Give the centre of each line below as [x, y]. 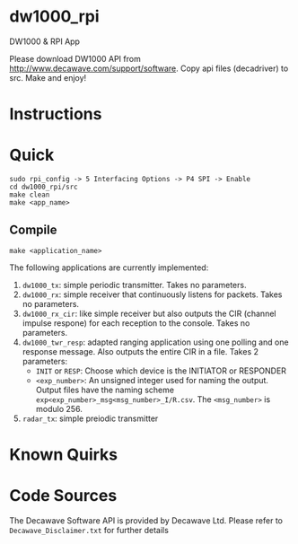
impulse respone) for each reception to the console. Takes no [136, 323]
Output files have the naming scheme [105, 390]
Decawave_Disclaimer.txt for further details [89, 530]
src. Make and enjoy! [48, 77]
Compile [33, 230]
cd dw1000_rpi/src [44, 187]
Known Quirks [64, 455]
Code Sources [63, 496]
